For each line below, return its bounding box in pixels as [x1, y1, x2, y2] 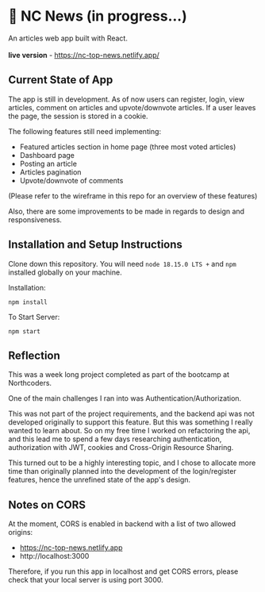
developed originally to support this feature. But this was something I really [8, 417, 253, 427]
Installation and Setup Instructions [8, 238, 182, 252]
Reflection [8, 348, 61, 362]
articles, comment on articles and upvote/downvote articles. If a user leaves [8, 102, 256, 112]
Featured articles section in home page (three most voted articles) [19, 142, 236, 152]
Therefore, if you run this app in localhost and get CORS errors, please [8, 567, 239, 576]
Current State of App [8, 73, 113, 86]
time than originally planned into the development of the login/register [8, 467, 236, 476]
